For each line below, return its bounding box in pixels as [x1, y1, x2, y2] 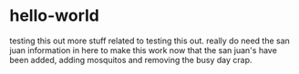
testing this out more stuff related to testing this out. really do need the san [9, 35, 290, 46]
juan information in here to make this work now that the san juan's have [9, 44, 278, 55]
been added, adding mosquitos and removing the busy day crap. [9, 54, 253, 65]
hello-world [9, 5, 100, 26]
